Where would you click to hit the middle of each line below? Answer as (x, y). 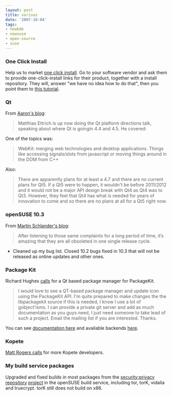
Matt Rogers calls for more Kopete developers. (55, 352)
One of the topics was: (29, 138)
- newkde (15, 29)
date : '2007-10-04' (26, 19)
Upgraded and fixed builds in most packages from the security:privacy (80, 377)
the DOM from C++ (38, 160)
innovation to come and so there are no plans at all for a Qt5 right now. (92, 201)
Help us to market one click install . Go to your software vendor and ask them (86, 73)
